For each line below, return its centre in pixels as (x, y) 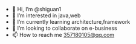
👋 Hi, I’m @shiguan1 (37, 9)
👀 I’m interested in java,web (46, 15)
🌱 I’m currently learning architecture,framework (71, 22)
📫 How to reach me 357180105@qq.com (63, 35)
